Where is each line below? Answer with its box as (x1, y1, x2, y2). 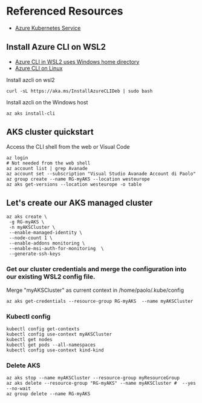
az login (6, 155, 28, 161)
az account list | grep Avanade (6, 165, 88, 171)
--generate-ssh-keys (8, 251, 61, 257)
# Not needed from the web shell (6, 160, 91, 166)
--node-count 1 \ (8, 235, 53, 241)
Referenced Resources (6, 4, 123, 18)
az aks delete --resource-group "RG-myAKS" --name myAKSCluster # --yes (6, 381, 197, 387)
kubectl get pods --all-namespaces (6, 342, 96, 348)
